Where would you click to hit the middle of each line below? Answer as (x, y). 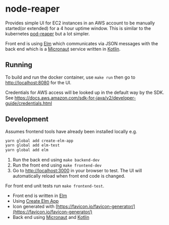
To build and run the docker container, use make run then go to (70, 77)
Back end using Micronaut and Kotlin (51, 217)
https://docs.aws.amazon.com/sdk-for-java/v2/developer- (75, 98)
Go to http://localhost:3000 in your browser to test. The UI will (77, 171)
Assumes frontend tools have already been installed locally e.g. (71, 131)
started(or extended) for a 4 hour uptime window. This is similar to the (78, 28)
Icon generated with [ (35, 207)
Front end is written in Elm (40, 196)
